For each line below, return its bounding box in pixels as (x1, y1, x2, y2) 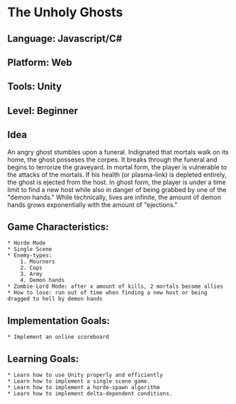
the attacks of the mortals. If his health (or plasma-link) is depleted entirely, (7, 170, 227, 179)
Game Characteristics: (7, 220, 109, 232)
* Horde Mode (7, 240, 46, 247)
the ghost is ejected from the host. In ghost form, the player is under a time (7, 178, 227, 186)
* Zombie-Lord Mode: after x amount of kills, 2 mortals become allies (7, 283, 223, 291)
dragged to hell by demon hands (7, 296, 103, 303)
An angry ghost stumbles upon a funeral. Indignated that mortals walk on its (7, 147, 229, 156)
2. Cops (20, 264, 43, 271)
